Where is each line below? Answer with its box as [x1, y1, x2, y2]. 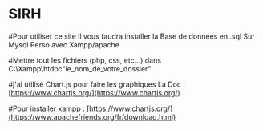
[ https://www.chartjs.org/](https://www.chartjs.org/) [8, 87, 180, 97]
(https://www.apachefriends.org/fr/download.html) [8, 112, 176, 121]
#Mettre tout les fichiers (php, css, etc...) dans [8, 55, 162, 65]
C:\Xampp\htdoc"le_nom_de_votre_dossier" [8, 63, 152, 73]
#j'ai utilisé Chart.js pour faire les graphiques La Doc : [8, 79, 186, 89]
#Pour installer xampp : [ [8, 104, 90, 113]
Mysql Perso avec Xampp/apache [8, 39, 120, 49]
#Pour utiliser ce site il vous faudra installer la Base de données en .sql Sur [8, 31, 255, 41]
